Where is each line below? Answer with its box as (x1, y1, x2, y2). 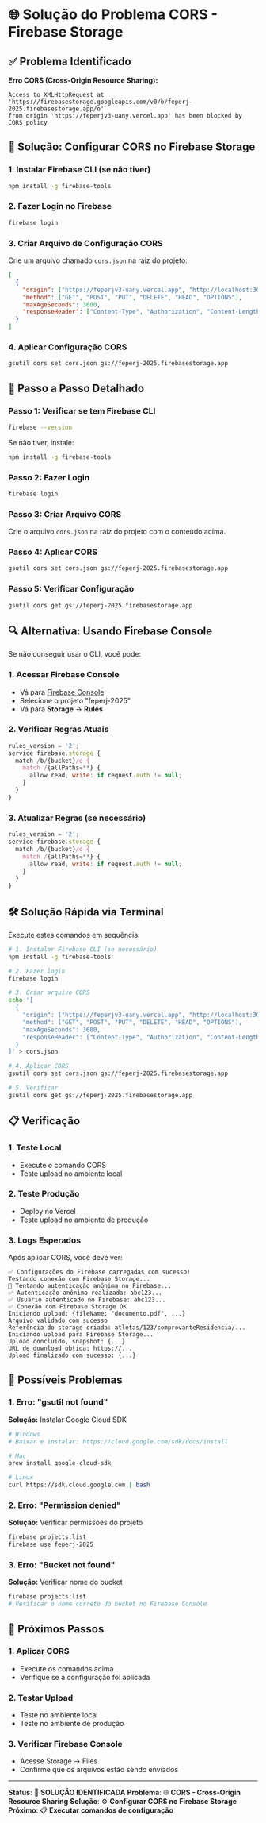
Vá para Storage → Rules (19, 704, 103, 714)
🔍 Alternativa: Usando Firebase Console (8, 624, 213, 638)
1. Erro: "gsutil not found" (8, 1397, 108, 1408)
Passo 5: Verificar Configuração (8, 584, 135, 595)
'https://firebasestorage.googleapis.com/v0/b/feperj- (8, 98, 193, 106)
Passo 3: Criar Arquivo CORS (8, 508, 122, 519)
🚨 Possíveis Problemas (8, 1373, 123, 1386)
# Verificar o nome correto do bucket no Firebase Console (8, 1600, 207, 1609)
